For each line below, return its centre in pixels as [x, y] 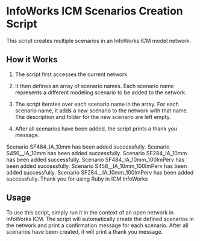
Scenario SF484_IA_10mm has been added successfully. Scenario [88, 147]
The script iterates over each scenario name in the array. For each [97, 104]
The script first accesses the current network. [72, 74]
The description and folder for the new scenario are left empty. [93, 117]
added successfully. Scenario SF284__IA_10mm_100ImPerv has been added [100, 172]
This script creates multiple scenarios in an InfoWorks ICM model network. [99, 40]
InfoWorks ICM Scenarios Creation [95, 11]
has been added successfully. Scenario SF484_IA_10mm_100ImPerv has [95, 159]
